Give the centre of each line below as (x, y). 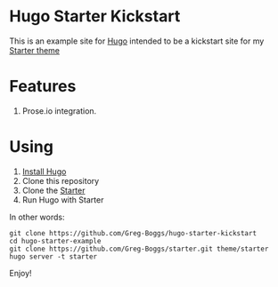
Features (43, 87)
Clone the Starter (53, 190)
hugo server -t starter (53, 256)
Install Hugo (44, 171)
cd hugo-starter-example (55, 241)
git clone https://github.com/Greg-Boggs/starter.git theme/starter (139, 249)
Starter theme (35, 50)
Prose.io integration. (59, 111)
